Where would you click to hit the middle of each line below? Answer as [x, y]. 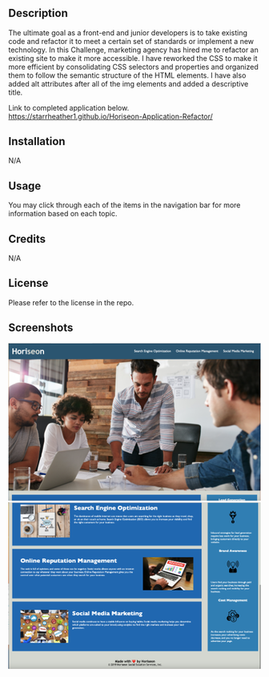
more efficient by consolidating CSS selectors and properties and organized [133, 66]
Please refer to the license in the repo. [71, 302]
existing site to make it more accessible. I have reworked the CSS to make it [133, 58]
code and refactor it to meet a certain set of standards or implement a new [131, 41]
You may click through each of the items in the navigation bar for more [124, 205]
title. [16, 92]
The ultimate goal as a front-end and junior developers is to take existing [128, 32]
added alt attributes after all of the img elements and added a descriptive [128, 83]
